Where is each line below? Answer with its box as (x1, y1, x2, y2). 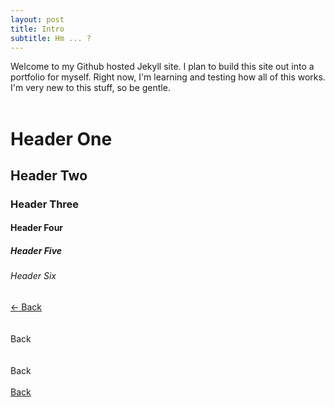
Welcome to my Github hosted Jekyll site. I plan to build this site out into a (10, 61, 315, 73)
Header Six (10, 270, 57, 282)
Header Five (10, 245, 63, 257)
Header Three (10, 197, 80, 211)
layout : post (10, 14, 65, 25)
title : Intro (10, 24, 65, 34)
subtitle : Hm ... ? (10, 33, 92, 43)
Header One (10, 127, 113, 150)
